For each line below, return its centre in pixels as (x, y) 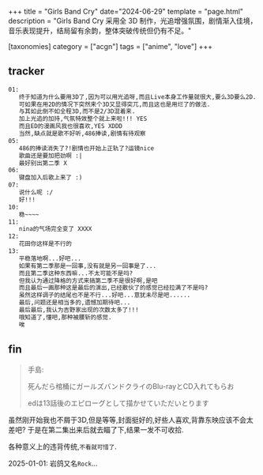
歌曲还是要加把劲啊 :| (51, 156)
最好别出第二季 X (43, 163)
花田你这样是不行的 (45, 244)
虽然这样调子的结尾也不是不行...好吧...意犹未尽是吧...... (105, 296)
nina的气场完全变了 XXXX (55, 229)
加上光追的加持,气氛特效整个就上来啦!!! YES (83, 119)
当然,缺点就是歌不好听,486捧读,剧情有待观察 (82, 134)
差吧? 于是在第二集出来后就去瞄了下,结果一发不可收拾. (96, 429)
